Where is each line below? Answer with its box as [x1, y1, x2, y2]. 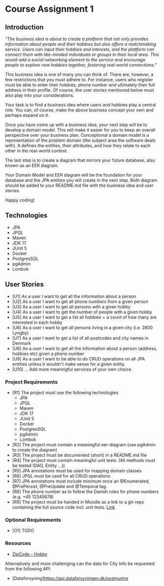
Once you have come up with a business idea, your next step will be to [5, 122, 148, 127]
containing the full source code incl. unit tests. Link [12, 504, 115, 510]
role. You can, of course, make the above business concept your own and [5, 107, 154, 113]
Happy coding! [5, 197, 35, 203]
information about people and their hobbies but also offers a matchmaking [5, 41, 157, 47]
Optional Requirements [5, 516, 61, 523]
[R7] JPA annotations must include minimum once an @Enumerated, [12, 478, 150, 484]
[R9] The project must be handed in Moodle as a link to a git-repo [12, 499, 144, 505]
